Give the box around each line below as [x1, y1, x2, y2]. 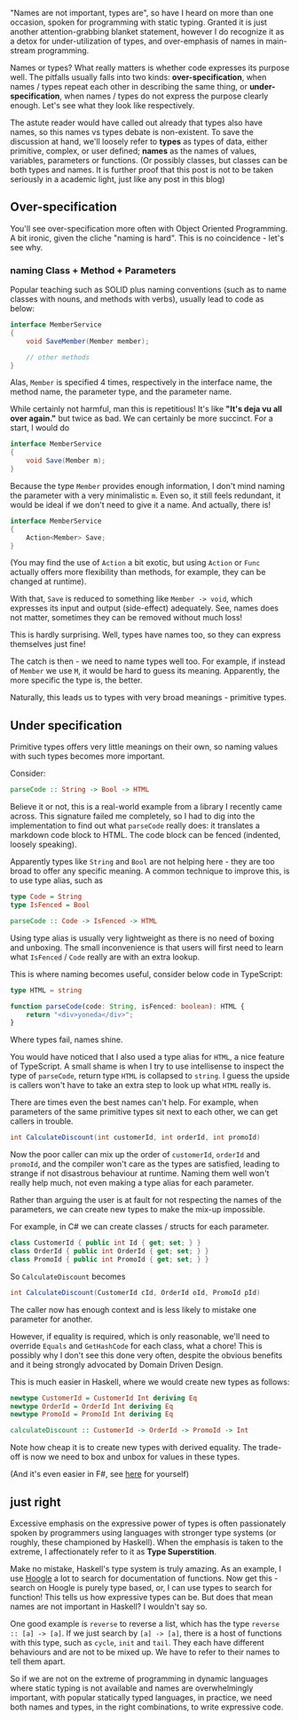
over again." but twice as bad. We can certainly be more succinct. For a [10, 413, 273, 424]
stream [10, 45, 36, 56]
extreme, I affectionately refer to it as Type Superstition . [10, 1546, 216, 1557]
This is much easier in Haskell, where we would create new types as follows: [10, 1376, 290, 1387]
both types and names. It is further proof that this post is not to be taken [10, 164, 274, 175]
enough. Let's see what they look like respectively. [10, 100, 195, 110]
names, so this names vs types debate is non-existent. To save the [10, 127, 254, 137]
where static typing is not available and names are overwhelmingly [10, 1682, 254, 1693]
